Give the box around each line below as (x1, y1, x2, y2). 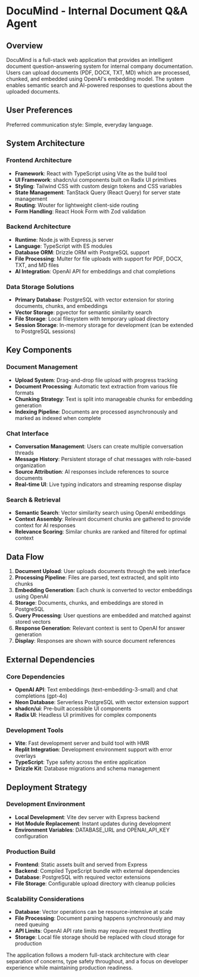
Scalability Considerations (6, 895, 85, 903)
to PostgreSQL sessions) (14, 328, 76, 335)
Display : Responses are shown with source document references (14, 637, 176, 645)
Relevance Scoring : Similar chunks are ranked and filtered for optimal (14, 528, 186, 536)
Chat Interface (6, 429, 49, 437)
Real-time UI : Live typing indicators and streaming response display (14, 481, 182, 488)
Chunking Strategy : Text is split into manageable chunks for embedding (14, 395, 193, 403)
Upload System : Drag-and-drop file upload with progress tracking (14, 377, 178, 384)
